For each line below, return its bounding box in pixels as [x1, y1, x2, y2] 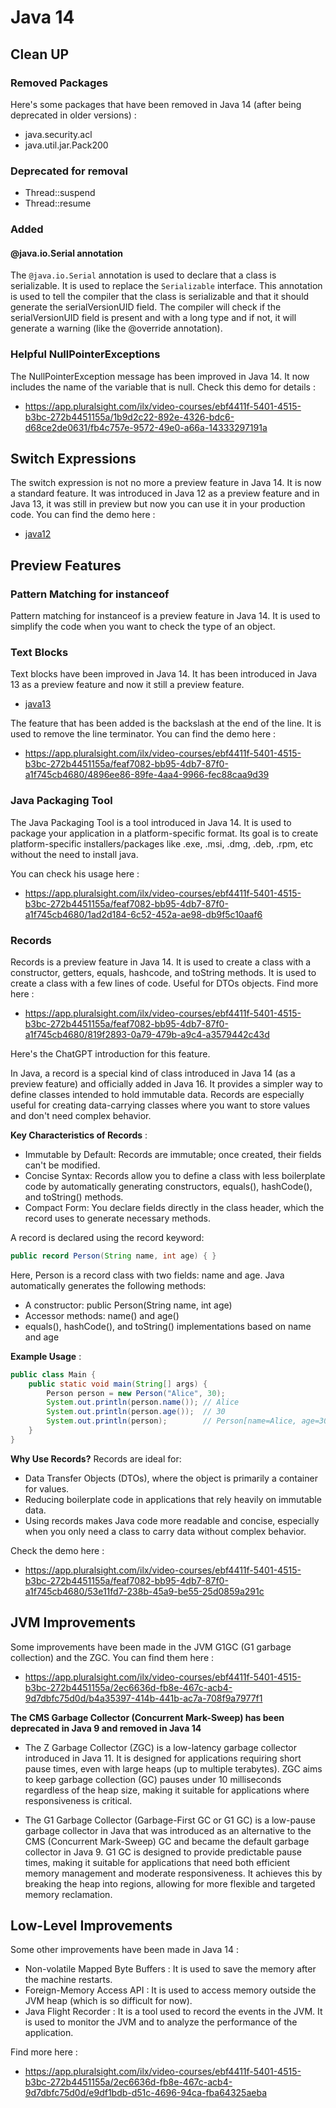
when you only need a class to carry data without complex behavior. [24, 1525, 307, 1537]
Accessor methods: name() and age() [24, 1309, 180, 1321]
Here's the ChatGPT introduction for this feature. [10, 1047, 211, 1060]
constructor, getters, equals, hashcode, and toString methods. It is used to [10, 966, 317, 978]
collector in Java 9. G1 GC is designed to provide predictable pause [24, 1846, 302, 1858]
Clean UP [10, 46, 70, 63]
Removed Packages [10, 76, 109, 90]
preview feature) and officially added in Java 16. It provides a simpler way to [10, 1077, 323, 1090]
